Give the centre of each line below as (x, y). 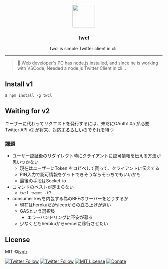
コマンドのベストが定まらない (43, 187)
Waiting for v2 (28, 111)
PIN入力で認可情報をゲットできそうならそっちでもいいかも (80, 175)
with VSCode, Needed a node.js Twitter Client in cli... (72, 68)
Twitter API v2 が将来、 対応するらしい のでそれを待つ (60, 130)
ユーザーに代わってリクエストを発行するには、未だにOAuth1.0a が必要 (77, 123)
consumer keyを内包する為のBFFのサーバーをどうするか (70, 199)
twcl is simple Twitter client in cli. (84, 49)
